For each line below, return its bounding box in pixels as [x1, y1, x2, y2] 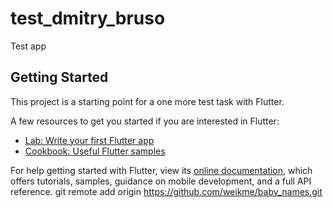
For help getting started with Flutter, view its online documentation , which [10, 164, 313, 176]
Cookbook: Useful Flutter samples [24, 145, 166, 157]
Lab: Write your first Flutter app [24, 134, 155, 146]
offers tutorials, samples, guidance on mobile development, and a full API [10, 175, 312, 187]
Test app [10, 40, 47, 52]
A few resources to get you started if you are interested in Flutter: [10, 115, 280, 127]
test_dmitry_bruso [10, 7, 166, 30]
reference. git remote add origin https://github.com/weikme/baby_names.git [10, 185, 323, 197]
